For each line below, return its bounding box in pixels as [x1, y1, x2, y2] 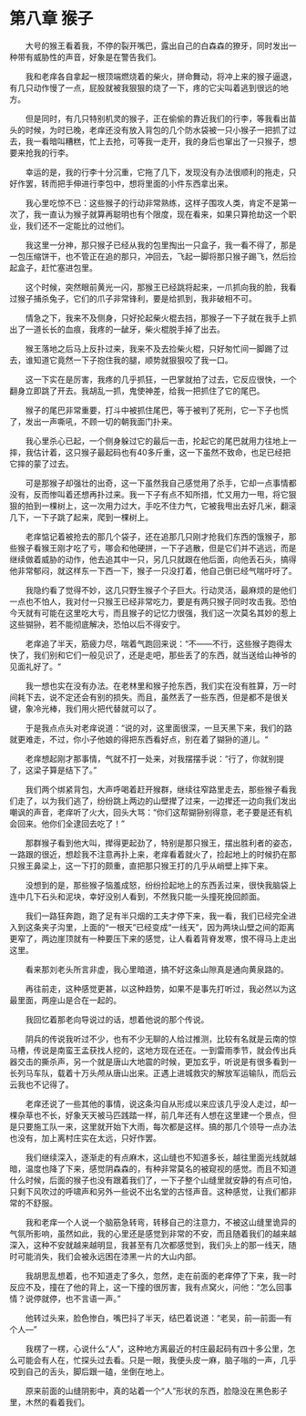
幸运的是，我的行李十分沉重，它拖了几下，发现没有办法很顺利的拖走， [25, 166, 289, 178]
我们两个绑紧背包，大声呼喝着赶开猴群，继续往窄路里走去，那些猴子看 [25, 784, 289, 795]
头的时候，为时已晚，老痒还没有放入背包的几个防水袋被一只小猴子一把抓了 [9, 124, 289, 135]
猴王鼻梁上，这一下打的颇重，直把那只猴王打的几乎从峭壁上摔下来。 [16, 860, 273, 871]
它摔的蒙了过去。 [9, 457, 74, 469]
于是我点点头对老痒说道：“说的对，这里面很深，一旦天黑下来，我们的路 [25, 722, 293, 734]
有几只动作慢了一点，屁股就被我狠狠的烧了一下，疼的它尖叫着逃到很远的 [9, 82, 280, 93]
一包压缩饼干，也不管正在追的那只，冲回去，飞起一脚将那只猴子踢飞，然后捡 [9, 251, 297, 262]
